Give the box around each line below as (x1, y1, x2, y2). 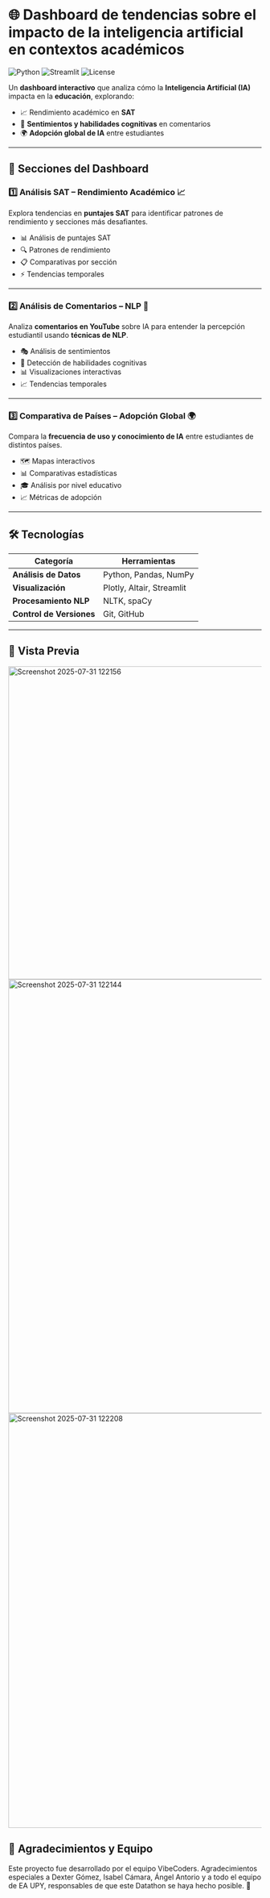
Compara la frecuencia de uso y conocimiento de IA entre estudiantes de (8, 431, 254, 441)
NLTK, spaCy (103, 595, 153, 606)
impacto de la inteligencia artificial (8, 23, 243, 42)
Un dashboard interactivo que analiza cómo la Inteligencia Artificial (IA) (8, 82, 252, 92)
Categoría (35, 556, 74, 567)
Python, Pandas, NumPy (103, 569, 194, 581)
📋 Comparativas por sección (19, 256, 117, 267)
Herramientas (121, 556, 176, 567)
